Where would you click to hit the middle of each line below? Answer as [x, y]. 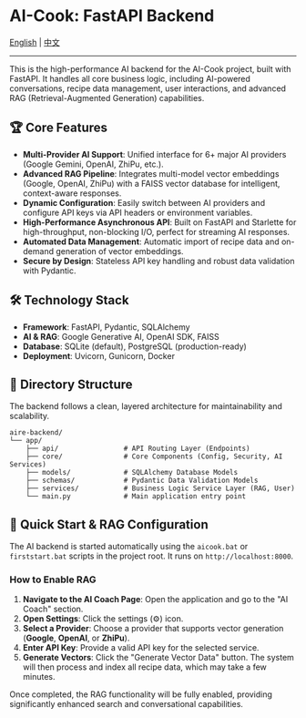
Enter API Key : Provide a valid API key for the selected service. [141, 648]
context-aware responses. [72, 193]
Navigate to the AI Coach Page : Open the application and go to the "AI [155, 600]
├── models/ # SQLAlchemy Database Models [132, 473]
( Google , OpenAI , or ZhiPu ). [76, 638]
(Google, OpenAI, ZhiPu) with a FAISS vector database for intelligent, [151, 183]
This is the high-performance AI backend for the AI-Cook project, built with [150, 68]
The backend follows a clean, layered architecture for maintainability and [146, 406]
